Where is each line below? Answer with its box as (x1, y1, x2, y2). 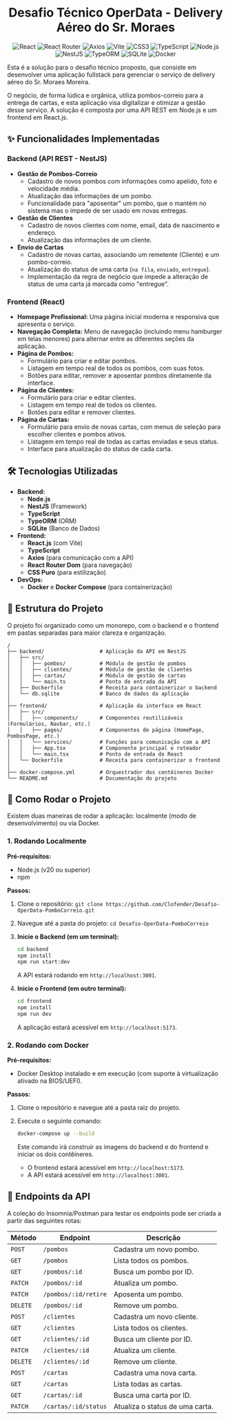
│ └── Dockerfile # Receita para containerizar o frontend (7, 756, 220, 764)
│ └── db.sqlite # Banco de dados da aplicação (7, 690, 189, 697)
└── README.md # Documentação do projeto (7, 775, 177, 782)
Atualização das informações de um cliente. (27, 236, 152, 244)
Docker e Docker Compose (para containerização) (27, 582, 173, 591)
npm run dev (17, 1010, 52, 1018)
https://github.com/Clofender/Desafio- (105, 901, 220, 908)
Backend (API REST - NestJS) (7, 154, 108, 164)
